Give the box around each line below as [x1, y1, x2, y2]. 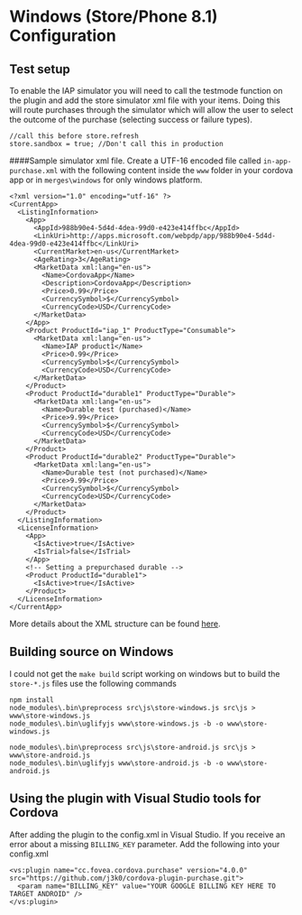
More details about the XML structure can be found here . [9, 618, 221, 629]
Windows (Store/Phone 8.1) [9, 6, 218, 27]
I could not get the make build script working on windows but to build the [9, 668, 280, 679]
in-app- [262, 157, 292, 166]
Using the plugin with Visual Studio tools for [9, 791, 261, 807]
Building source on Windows [9, 644, 174, 660]
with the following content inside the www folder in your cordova [59, 165, 294, 175]
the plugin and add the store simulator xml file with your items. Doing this [9, 95, 281, 106]
